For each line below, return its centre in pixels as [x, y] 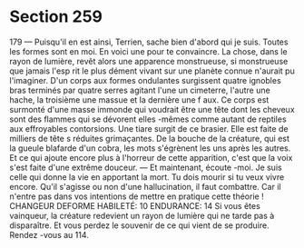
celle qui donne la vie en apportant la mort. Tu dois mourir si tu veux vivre [147, 177]
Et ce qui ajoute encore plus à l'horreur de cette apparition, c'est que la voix [151, 157]
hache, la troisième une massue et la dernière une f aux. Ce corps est [139, 99]
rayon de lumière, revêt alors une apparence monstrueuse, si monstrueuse [149, 61]
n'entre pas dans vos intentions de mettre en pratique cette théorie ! [137, 196]
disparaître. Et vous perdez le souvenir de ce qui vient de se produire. [139, 225]
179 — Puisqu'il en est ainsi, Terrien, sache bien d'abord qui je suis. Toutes [149, 42]
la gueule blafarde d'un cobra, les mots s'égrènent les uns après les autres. [150, 148]
